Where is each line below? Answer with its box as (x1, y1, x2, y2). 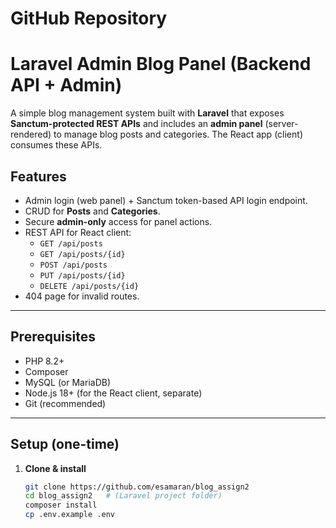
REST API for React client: (24, 226, 132, 238)
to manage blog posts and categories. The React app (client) (53, 128, 303, 141)
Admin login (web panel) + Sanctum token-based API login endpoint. (24, 194, 308, 206)
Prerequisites (10, 328, 96, 346)
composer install (24, 500, 98, 511)
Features (10, 168, 67, 185)
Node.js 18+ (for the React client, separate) (24, 387, 203, 399)
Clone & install (24, 462, 87, 474)
